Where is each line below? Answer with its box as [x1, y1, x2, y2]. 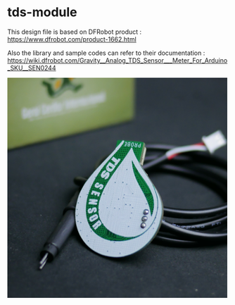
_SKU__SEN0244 [7, 63, 56, 72]
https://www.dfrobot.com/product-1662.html [7, 35, 137, 43]
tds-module [7, 4, 77, 20]
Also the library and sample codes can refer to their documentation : [7, 49, 205, 57]
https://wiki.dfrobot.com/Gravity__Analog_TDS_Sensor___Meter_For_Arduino [7, 56, 228, 64]
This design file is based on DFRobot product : [7, 27, 142, 36]
